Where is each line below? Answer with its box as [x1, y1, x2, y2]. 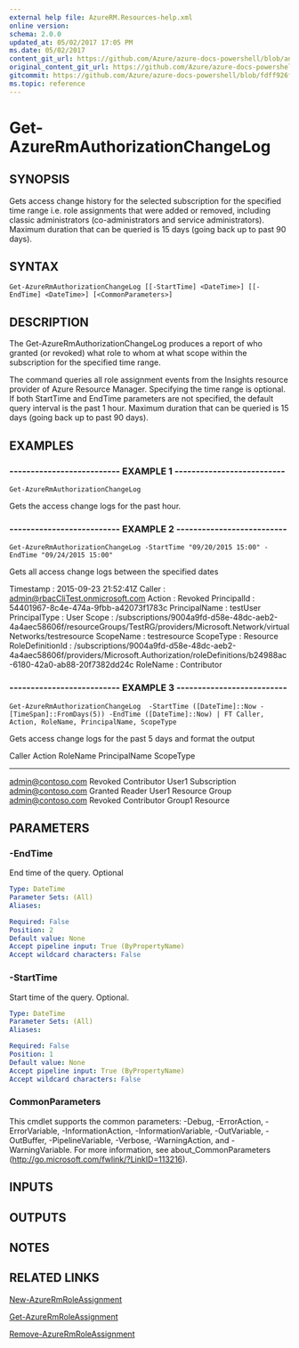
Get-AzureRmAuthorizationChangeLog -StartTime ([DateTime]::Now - [9, 702, 265, 711]
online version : [9, 21, 69, 30]
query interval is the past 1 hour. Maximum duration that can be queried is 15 [9, 402, 289, 414]
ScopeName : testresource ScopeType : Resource [95, 631, 279, 642]
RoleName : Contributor [135, 660, 222, 670]
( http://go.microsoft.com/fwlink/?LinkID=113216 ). [9, 1154, 189, 1165]
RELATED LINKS [9, 1271, 100, 1286]
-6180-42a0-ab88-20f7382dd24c [9, 660, 134, 670]
